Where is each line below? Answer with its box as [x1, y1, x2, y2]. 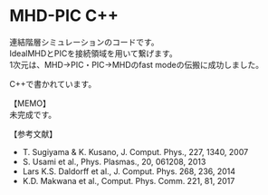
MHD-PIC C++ [9, 5, 120, 26]
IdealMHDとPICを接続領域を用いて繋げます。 [9, 47, 178, 59]
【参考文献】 [9, 128, 57, 139]
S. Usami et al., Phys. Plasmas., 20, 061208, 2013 [22, 156, 206, 167]
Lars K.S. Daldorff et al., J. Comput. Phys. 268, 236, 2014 [22, 165, 236, 177]
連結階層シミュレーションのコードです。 [9, 36, 160, 47]
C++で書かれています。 [9, 78, 97, 89]
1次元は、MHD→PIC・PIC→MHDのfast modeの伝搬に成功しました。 [9, 59, 264, 70]
